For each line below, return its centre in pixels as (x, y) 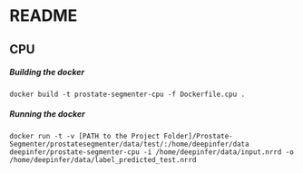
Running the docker (47, 114)
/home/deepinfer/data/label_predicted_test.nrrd (103, 159)
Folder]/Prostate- (198, 136)
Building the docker (47, 72)
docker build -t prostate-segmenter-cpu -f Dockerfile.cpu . (127, 94)
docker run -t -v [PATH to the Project (85, 136)
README (44, 16)
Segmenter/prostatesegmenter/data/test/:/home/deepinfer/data (129, 144)
